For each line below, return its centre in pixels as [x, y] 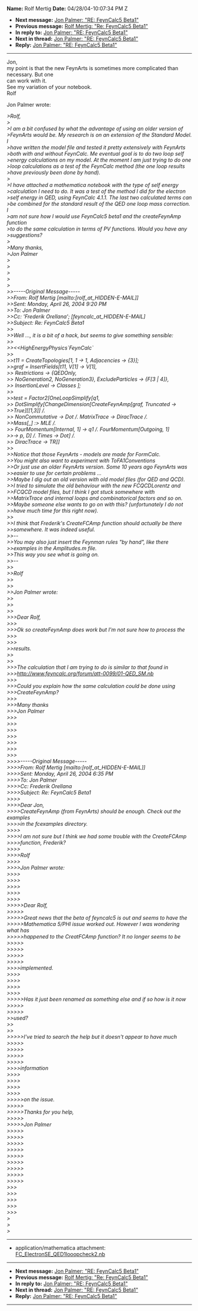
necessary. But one [30, 74]
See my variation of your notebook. [49, 87]
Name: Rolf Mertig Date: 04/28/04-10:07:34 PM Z [67, 9]
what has [18, 930]
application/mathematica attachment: [60, 1248]
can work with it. [27, 81]
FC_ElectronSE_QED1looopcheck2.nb [60, 1254]
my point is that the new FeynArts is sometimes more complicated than [93, 68]
